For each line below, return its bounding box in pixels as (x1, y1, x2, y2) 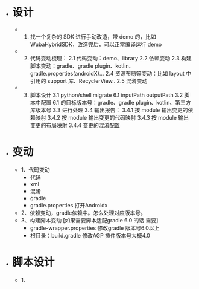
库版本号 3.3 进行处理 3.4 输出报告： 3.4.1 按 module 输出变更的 (30, 106, 188, 114)
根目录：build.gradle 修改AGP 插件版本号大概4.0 (30, 232, 150, 239)
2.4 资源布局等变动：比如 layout (105, 70, 185, 77)
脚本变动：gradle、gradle (30, 62, 94, 70)
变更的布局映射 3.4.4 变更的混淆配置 (30, 122, 121, 129)
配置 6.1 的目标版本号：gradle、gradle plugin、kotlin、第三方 (40, 99, 191, 106)
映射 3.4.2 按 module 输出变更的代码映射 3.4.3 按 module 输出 (35, 114, 189, 121)
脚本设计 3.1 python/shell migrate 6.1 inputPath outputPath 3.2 (30, 91, 183, 99)
